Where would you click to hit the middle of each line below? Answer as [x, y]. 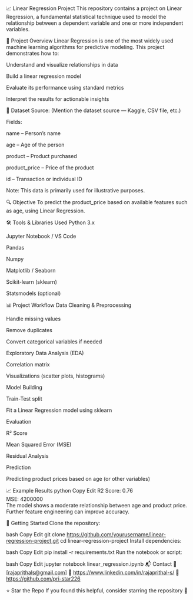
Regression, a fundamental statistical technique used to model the [86, 17]
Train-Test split [24, 399]
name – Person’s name [33, 133]
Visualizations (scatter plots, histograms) [56, 376]
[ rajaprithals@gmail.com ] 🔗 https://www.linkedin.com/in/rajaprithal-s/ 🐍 [93, 572]
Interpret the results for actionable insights [58, 99]
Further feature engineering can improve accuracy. [68, 512]
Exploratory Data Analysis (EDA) [45, 353]
